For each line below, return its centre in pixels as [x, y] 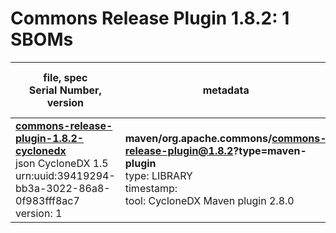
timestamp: [151, 188]
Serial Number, [65, 90]
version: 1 [39, 213]
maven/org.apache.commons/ [198, 138]
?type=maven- [270, 150]
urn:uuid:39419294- [65, 175]
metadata [226, 90]
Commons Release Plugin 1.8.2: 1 [150, 18]
